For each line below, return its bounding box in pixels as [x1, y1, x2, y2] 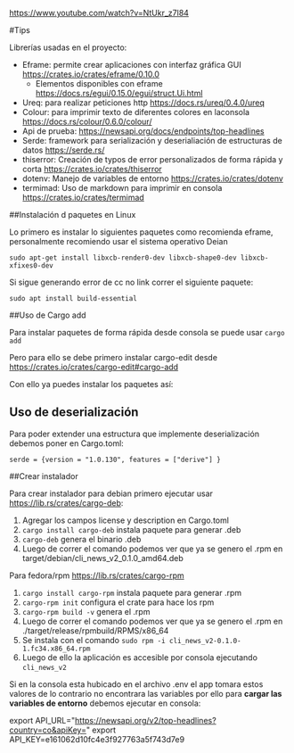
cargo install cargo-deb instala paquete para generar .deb [21, 524, 241, 534]
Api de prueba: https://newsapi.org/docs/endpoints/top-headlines [21, 126, 265, 137]
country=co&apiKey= [9, 724, 87, 735]
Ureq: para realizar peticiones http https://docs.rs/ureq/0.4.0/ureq [21, 97, 265, 108]
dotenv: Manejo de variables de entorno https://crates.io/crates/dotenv [21, 173, 283, 184]
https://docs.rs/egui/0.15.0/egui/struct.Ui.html [35, 88, 203, 98]
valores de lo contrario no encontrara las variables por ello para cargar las [9, 688, 282, 699]
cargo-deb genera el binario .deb [21, 534, 142, 544]
